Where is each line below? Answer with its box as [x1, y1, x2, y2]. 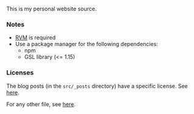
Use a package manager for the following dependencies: [15, 41, 159, 48]
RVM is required [15, 34, 56, 41]
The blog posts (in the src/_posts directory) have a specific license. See [6, 82, 188, 90]
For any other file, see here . [6, 100, 76, 108]
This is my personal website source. [6, 5, 97, 12]
